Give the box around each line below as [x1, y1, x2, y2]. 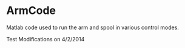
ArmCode [6, 4, 56, 18]
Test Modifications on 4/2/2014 [6, 35, 85, 43]
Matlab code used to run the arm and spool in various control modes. [6, 24, 179, 31]
